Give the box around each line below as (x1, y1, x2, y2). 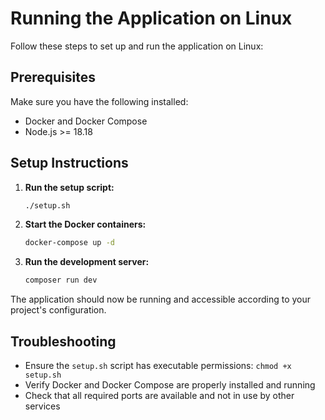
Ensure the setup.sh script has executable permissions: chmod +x (24, 360, 292, 371)
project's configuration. (10, 304, 107, 316)
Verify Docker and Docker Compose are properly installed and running (24, 379, 316, 391)
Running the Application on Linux (10, 7, 293, 30)
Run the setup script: (24, 181, 115, 193)
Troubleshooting (10, 333, 117, 350)
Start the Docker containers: (24, 218, 147, 231)
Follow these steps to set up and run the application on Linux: (10, 40, 264, 52)
